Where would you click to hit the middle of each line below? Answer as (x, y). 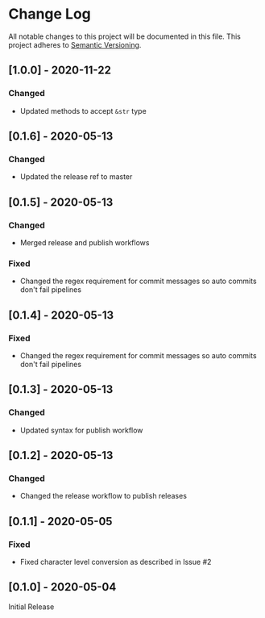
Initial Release (31, 607)
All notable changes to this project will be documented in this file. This (125, 36)
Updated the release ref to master (76, 177)
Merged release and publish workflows (85, 242)
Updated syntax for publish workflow (81, 430)
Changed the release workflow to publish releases (104, 496)
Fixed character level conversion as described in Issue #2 (116, 562)
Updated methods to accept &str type (83, 111)
